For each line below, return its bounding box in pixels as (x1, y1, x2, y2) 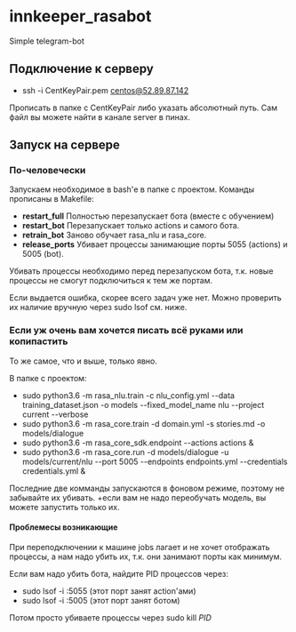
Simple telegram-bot (9, 36, 84, 46)
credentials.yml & (21, 465, 86, 476)
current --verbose (21, 409, 89, 420)
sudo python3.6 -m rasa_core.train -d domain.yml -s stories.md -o (21, 418, 266, 428)
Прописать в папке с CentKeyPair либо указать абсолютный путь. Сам (9, 102, 278, 113)
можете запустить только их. (9, 501, 120, 512)
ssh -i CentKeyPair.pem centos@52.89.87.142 (21, 84, 189, 95)
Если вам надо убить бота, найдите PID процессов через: (9, 568, 229, 579)
